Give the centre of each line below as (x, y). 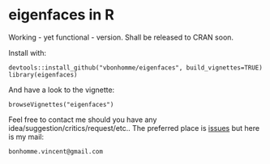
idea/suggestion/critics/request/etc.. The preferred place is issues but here (134, 128)
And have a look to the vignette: (62, 90)
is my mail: (26, 137)
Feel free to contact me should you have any (83, 120)
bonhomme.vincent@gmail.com (56, 151)
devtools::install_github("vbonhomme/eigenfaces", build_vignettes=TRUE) (136, 67)
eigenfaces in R (62, 15)
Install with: (28, 53)
